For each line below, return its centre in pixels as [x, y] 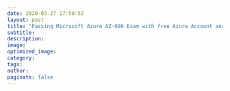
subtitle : [21, 32]
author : [18, 70]
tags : [15, 64]
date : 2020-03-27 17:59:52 [46, 13]
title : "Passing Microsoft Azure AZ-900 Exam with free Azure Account [110, 26]
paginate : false [30, 77]
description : [26, 39]
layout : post [26, 20]
